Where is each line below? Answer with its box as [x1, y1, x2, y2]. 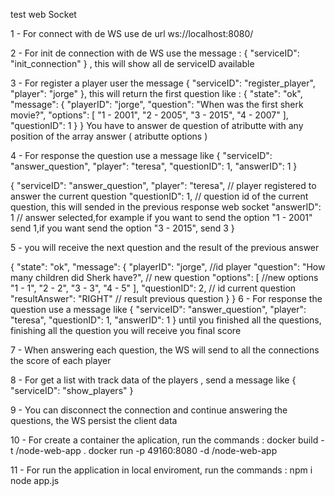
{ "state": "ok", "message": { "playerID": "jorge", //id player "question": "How [10, 261, 326, 273]
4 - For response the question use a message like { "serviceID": [10, 150, 273, 161]
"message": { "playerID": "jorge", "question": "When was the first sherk [10, 99, 304, 110]
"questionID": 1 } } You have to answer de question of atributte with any [10, 120, 304, 131]
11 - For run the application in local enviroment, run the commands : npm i [10, 464, 313, 476]
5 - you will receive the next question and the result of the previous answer [10, 242, 320, 253]
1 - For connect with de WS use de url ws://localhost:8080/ [10, 28, 254, 39]
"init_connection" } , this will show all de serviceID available [10, 58, 255, 69]
